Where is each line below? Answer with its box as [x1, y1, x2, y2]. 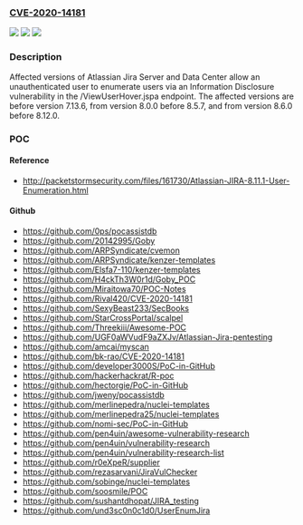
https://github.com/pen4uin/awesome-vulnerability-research [22, 428, 251, 439]
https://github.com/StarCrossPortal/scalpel [22, 312, 184, 323]
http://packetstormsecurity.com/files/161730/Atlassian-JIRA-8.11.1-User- [22, 175, 290, 186]
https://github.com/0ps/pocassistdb [22, 225, 157, 237]
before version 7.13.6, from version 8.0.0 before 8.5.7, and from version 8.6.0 [9, 100, 293, 111]
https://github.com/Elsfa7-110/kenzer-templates [22, 264, 201, 275]
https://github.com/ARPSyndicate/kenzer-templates [22, 254, 216, 265]
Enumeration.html [22, 184, 89, 196]
